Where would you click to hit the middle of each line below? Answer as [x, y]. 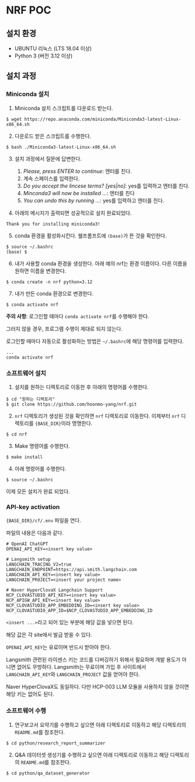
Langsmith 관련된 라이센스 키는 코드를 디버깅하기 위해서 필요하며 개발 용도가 [93, 659]
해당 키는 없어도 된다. [30, 694]
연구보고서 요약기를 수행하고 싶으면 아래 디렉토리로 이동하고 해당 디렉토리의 [100, 725]
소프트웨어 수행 [26, 711]
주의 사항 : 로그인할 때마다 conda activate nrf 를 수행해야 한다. [78, 316]
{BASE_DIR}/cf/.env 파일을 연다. [44, 521]
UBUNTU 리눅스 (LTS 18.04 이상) [53, 48]
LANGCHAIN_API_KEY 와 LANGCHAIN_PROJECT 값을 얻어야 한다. [73, 674]
